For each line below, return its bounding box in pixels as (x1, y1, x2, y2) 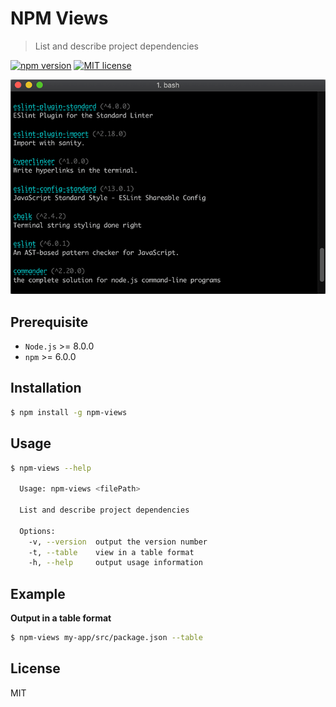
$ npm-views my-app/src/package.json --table (10, 633, 203, 643)
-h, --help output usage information (28, 558, 203, 568)
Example (10, 585, 66, 602)
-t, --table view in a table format (28, 547, 195, 557)
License (10, 660, 61, 677)
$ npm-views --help (10, 463, 92, 473)
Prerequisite (10, 313, 89, 331)
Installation (10, 380, 82, 397)
